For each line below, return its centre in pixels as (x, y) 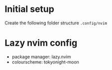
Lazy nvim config (41, 43)
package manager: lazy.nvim (41, 57)
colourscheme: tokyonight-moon (45, 62)
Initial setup (29, 9)
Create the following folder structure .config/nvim (56, 23)
